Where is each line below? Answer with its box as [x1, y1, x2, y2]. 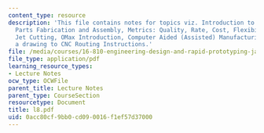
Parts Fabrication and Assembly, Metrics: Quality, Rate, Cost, [15, 26, 230, 34]
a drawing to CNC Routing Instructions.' [15, 41, 153, 49]
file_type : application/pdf [8, 56, 101, 63]
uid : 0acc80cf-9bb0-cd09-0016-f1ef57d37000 [8, 113, 153, 121]
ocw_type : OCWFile [8, 77, 68, 84]
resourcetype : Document [8, 99, 86, 106]
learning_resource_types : [8, 63, 93, 70]
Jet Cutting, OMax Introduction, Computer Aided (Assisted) [15, 33, 216, 41]
